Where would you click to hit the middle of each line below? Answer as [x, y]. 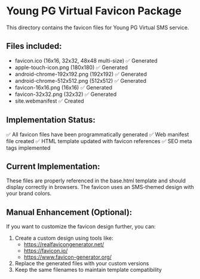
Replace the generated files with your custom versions [82, 263]
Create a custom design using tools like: [64, 238]
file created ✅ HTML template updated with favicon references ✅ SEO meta [99, 141]
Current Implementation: [53, 166]
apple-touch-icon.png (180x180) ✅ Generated [71, 67]
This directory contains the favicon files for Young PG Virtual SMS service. [98, 27]
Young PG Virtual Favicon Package [94, 11]
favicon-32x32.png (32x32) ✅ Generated [66, 94]
